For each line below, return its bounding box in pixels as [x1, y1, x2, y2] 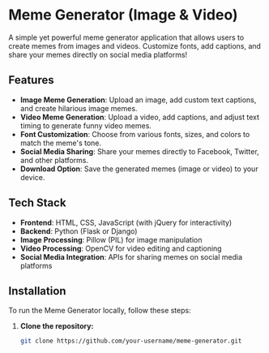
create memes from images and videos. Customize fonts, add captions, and [8, 41, 262, 50]
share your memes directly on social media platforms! [8, 50, 188, 59]
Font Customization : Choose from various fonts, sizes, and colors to [19, 129, 250, 139]
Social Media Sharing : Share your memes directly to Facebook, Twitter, [19, 146, 259, 156]
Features [8, 73, 54, 87]
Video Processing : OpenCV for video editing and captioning [19, 243, 222, 253]
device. [19, 172, 45, 182]
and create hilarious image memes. [19, 103, 138, 113]
